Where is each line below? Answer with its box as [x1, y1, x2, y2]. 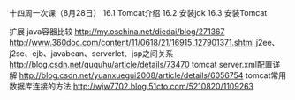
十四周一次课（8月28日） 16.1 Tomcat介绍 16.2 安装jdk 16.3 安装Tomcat [9, 8, 268, 18]
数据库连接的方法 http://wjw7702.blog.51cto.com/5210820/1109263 [9, 82, 254, 91]
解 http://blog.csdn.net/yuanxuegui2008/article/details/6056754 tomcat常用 [9, 70, 287, 81]
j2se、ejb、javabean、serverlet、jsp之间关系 [9, 48, 174, 59]
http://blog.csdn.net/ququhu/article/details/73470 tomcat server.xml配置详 [9, 60, 281, 69]
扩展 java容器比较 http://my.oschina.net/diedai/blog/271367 [9, 26, 225, 37]
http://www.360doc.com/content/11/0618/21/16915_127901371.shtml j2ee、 [9, 38, 280, 47]
